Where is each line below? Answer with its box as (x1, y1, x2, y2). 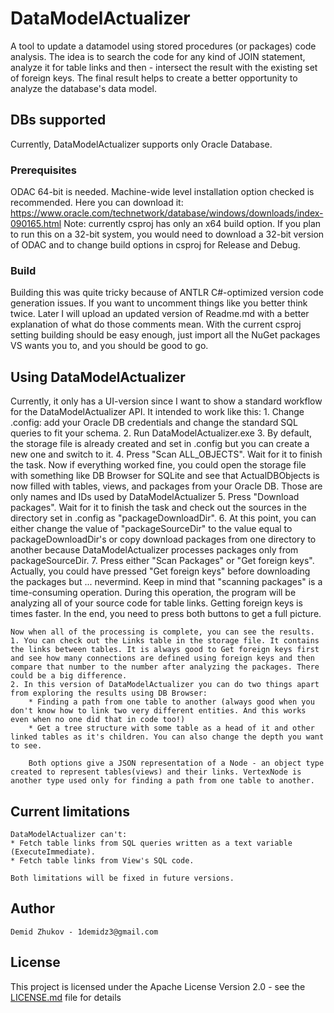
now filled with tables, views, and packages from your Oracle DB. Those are (10, 480, 323, 492)
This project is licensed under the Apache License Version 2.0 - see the (10, 980, 306, 992)
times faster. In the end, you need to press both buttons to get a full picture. (10, 608, 322, 620)
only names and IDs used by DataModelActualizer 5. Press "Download (10, 491, 300, 503)
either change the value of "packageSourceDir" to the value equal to (10, 523, 293, 535)
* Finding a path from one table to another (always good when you (28, 697, 315, 707)
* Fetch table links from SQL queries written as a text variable (10, 838, 293, 848)
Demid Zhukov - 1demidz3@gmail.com (10, 927, 159, 937)
